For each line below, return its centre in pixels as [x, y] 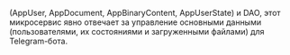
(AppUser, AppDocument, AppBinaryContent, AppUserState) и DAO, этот [145, 13]
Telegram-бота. [39, 41]
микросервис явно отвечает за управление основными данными [136, 22]
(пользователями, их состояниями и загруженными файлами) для [137, 31]
